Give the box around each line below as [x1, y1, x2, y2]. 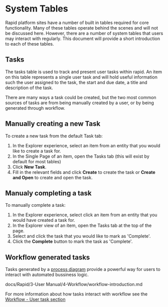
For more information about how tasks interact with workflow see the [5, 291, 148, 297]
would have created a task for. [12, 217, 75, 223]
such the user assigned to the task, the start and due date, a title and [5, 79, 147, 85]
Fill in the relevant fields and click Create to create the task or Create [12, 169, 155, 175]
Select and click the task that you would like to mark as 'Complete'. [12, 233, 151, 239]
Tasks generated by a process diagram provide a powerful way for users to [5, 266, 160, 272]
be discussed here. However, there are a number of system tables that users [5, 30, 163, 36]
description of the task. [5, 85, 54, 91]
